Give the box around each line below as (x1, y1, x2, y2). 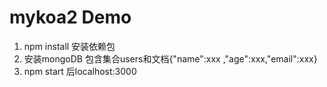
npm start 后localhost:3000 (23, 65, 137, 77)
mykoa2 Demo (9, 6, 132, 29)
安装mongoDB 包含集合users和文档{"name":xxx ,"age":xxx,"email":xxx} (23, 52, 318, 65)
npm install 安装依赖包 (23, 40, 116, 52)
